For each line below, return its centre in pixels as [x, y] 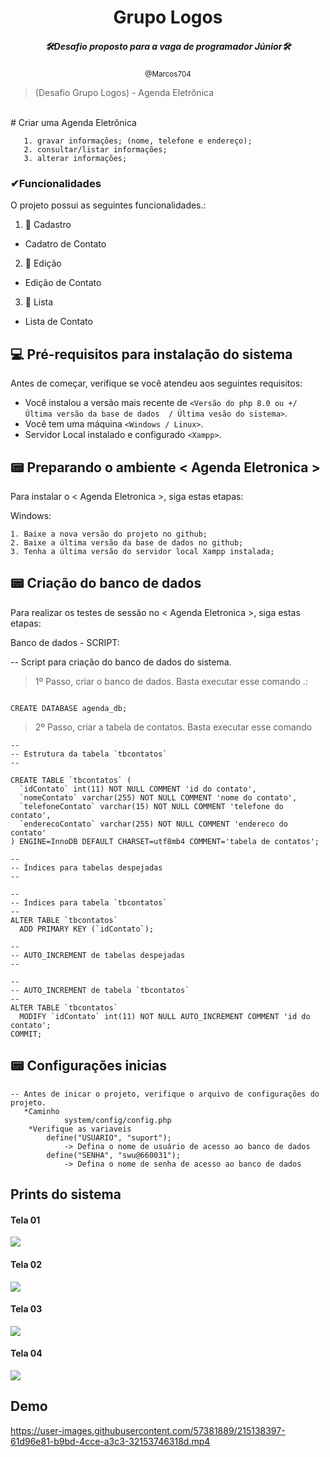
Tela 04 [26, 1353]
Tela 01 [25, 1220]
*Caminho [41, 1111]
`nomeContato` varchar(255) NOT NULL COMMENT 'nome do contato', [158, 797]
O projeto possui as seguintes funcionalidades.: [108, 205]
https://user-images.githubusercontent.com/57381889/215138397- [148, 1430]
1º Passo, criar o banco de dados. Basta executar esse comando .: [171, 681]
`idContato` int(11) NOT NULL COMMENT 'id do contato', [138, 789]
